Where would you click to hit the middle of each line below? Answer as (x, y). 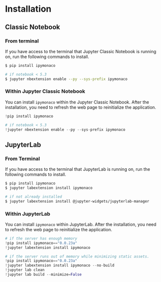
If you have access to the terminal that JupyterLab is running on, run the (78, 169)
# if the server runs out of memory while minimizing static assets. (77, 256)
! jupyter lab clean (25, 270)
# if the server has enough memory (41, 238)
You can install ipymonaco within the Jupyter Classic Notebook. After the (77, 102)
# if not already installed (34, 197)
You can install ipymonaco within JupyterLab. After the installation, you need (81, 224)
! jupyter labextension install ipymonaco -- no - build (60, 265)
